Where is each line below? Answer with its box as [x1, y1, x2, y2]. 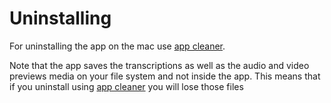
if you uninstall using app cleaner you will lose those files [9, 80, 244, 92]
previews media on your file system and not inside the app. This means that [9, 70, 321, 82]
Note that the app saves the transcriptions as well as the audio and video [9, 59, 310, 71]
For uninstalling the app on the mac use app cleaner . [9, 40, 226, 52]
